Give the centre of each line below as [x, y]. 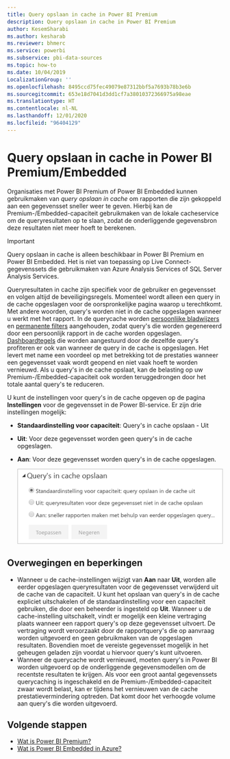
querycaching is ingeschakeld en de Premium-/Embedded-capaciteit [114, 682]
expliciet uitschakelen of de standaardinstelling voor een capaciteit [111, 601]
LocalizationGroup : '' [39, 80]
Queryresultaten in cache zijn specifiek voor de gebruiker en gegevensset [112, 289]
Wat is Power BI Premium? [54, 741]
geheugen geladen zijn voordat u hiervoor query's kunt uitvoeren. [110, 652]
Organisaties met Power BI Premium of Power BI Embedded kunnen [102, 191]
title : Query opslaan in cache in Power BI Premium [82, 14]
